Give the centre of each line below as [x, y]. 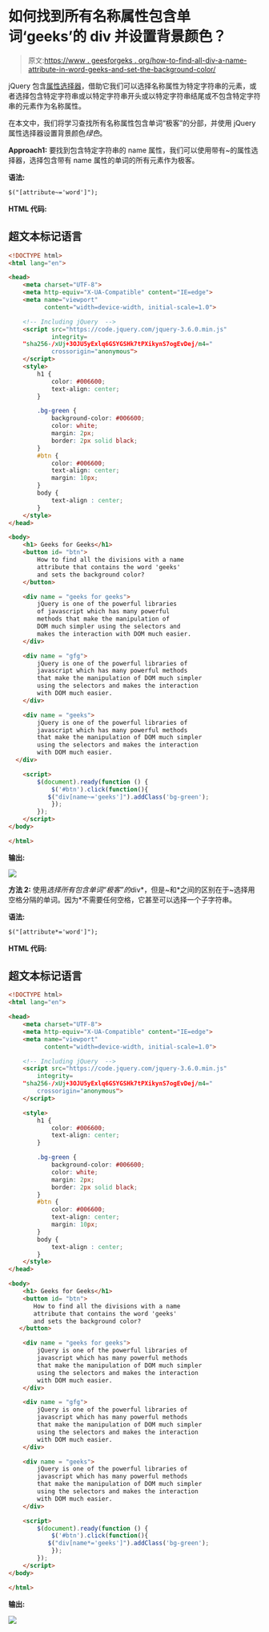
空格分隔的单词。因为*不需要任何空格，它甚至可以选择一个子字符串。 [122, 899]
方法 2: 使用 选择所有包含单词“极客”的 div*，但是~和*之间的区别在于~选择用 [132, 889]
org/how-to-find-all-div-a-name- [193, 60]
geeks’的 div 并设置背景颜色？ [126, 37]
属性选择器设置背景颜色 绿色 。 [57, 132]
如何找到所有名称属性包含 [93, 16]
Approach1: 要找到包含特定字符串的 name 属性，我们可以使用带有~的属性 [130, 150]
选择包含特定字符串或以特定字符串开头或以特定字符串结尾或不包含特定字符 [138, 96]
